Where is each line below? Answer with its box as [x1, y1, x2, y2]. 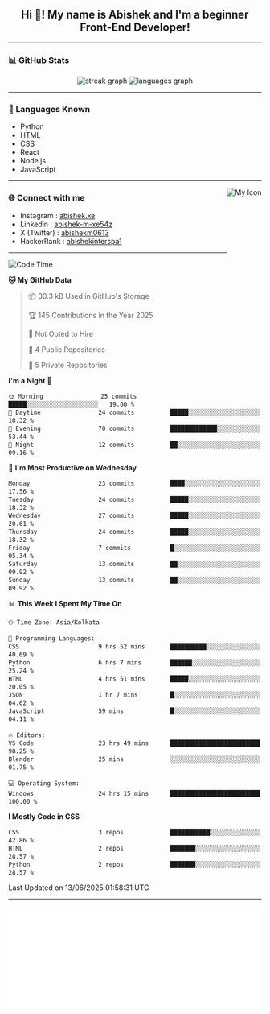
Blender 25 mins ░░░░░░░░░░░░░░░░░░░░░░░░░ [8, 755, 261, 764]
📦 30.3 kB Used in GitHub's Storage [27, 291, 150, 300]
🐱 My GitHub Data [8, 275, 72, 284]
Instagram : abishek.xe [19, 210, 96, 220]
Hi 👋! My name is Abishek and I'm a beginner [21, 8, 249, 22]
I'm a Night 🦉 [8, 375, 52, 385]
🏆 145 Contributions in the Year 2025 [27, 310, 153, 320]
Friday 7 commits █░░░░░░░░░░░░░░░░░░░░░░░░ [8, 544, 261, 552]
